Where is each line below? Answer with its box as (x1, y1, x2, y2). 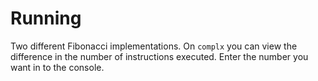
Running (10, 7, 82, 30)
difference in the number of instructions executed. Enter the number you (10, 50, 309, 62)
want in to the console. (10, 61, 105, 73)
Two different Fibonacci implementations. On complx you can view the (10, 40, 298, 52)
